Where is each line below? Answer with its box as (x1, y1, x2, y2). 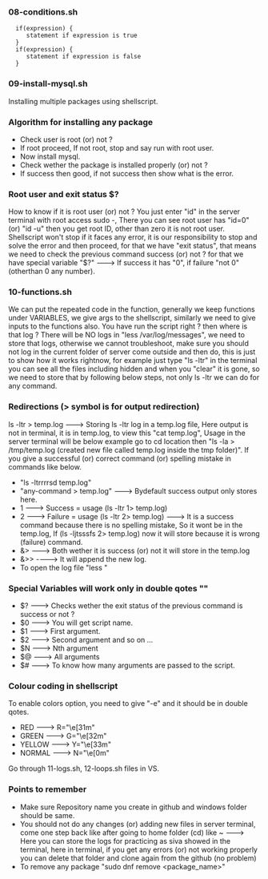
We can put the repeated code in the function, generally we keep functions (8, 304, 255, 314)
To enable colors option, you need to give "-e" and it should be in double (8, 699, 248, 708)
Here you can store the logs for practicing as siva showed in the (19, 836, 231, 845)
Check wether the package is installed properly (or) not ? (19, 159, 208, 170)
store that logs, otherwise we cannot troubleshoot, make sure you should (8, 339, 250, 349)
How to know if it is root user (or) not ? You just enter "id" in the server (8, 207, 241, 216)
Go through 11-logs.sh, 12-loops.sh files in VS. (8, 764, 160, 773)
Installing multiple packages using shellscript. (8, 96, 158, 106)
